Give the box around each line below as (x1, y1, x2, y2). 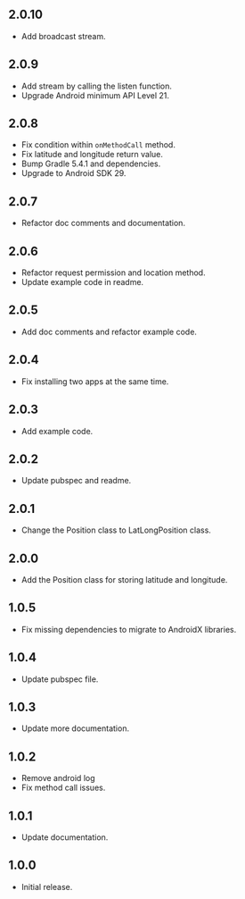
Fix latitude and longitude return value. (20, 149, 164, 160)
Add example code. (20, 425, 94, 436)
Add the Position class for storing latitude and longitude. (20, 574, 228, 584)
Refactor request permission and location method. (20, 267, 206, 278)
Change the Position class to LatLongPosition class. (20, 525, 211, 535)
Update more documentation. (20, 723, 130, 734)
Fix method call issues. (20, 782, 106, 794)
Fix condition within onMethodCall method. (20, 139, 176, 150)
